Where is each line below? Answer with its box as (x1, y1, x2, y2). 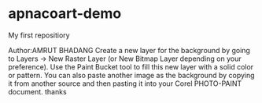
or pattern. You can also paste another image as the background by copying (8, 70, 255, 80)
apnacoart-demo (8, 5, 122, 23)
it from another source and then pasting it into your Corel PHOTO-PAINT (8, 79, 242, 88)
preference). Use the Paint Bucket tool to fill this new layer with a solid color (8, 62, 254, 71)
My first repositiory (8, 30, 70, 40)
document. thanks (8, 87, 67, 96)
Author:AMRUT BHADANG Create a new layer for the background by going (8, 45, 250, 55)
